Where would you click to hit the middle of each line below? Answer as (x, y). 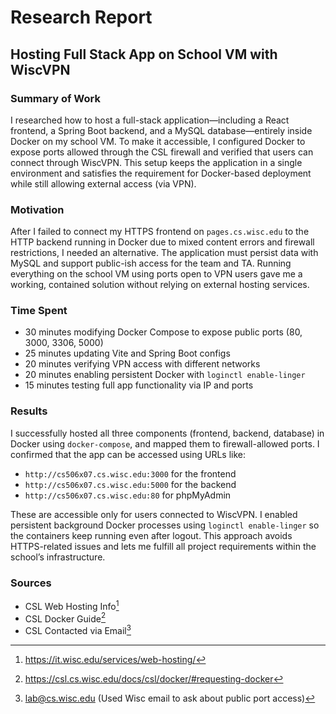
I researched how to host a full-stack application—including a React (150, 120)
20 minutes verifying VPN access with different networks (142, 364)
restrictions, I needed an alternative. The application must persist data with (164, 253)
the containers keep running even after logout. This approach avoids (151, 535)
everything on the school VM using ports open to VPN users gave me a (156, 274)
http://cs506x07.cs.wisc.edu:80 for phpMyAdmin (128, 495)
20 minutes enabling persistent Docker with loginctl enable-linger (165, 375)
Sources (31, 583)
